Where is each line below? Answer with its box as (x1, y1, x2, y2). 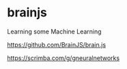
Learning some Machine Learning (7, 27, 102, 36)
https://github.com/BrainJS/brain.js (7, 40, 107, 49)
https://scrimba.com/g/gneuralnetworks (7, 53, 120, 62)
